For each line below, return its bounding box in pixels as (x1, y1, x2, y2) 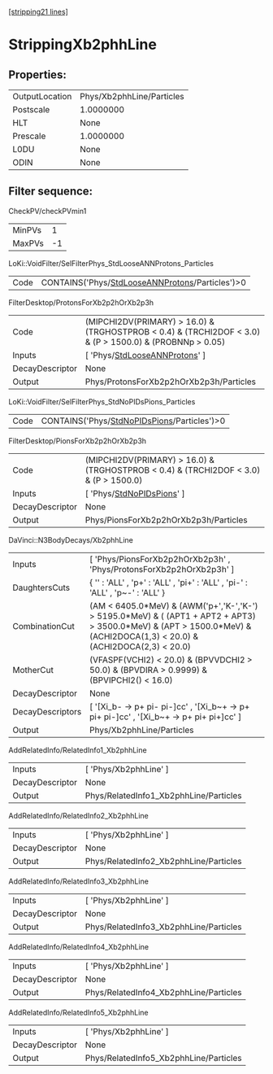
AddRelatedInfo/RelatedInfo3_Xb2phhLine (8, 876, 149, 886)
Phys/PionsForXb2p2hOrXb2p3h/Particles (84, 514, 248, 526)
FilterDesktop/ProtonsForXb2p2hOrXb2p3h (8, 297, 154, 308)
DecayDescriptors (12, 705, 82, 717)
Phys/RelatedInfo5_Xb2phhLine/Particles (84, 1052, 242, 1063)
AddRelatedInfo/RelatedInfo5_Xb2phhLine (8, 1007, 149, 1017)
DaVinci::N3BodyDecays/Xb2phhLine (8, 535, 134, 544)
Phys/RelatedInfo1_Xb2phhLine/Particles (84, 789, 242, 801)
